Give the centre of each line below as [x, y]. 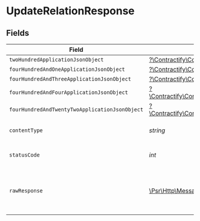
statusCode [24, 155]
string [157, 130]
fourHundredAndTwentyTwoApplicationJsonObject [76, 109]
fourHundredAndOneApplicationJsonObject [67, 69]
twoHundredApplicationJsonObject [57, 60]
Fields [18, 33]
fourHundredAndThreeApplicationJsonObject [70, 79]
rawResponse [26, 191]
